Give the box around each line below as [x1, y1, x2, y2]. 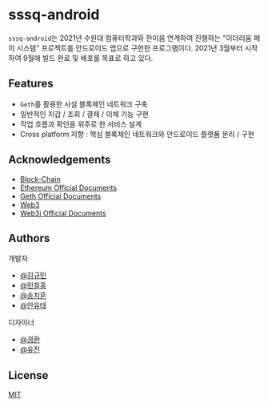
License [8, 369, 49, 382]
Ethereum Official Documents [19, 183, 118, 192]
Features [8, 77, 54, 91]
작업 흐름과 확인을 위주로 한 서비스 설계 [19, 119, 142, 129]
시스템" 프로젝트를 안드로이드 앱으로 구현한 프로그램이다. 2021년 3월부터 [16, 42, 243, 53]
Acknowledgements [8, 153, 111, 167]
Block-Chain [19, 174, 62, 183]
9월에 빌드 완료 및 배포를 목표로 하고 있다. [22, 53, 154, 62]
